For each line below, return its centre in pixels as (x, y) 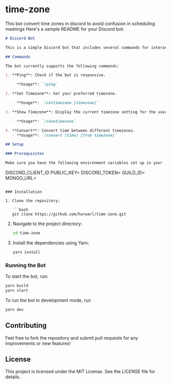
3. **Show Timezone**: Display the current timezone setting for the (81, 112)
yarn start (17, 290)
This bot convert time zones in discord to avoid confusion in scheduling (80, 23)
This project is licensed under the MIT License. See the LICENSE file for (80, 372)
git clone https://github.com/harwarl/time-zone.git (69, 214)
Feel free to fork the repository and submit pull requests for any (72, 338)
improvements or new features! (38, 343)
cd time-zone (26, 233)
